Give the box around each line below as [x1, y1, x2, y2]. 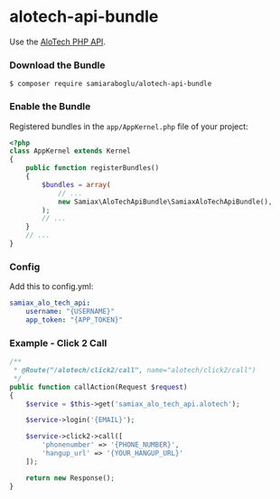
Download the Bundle [9, 59, 106, 71]
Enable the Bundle [9, 100, 91, 113]
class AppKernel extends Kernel [9, 146, 131, 155]
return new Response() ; [25, 473, 116, 483]
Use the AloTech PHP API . [9, 36, 107, 47]
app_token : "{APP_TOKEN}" [25, 315, 124, 325]
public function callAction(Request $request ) [9, 382, 188, 391]
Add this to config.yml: [9, 281, 94, 292]
